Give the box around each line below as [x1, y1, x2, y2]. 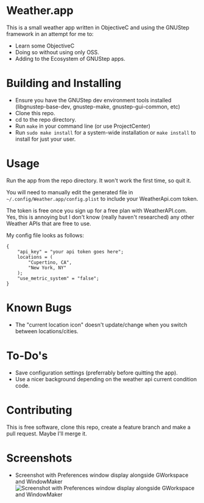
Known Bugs [6, 301, 72, 314]
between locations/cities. [15, 327, 79, 335]
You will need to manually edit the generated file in [6, 188, 133, 195]
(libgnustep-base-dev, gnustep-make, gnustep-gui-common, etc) [15, 103, 181, 110]
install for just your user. [15, 135, 76, 142]
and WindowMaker [15, 477, 63, 485]
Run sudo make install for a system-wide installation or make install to [15, 128, 196, 136]
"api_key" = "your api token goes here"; [17, 248, 124, 255]
